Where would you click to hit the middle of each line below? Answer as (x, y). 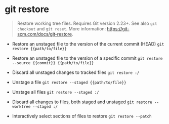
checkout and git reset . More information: (61, 28)
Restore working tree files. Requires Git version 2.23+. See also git (87, 23)
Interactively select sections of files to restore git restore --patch (82, 116)
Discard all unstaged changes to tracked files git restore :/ (76, 72)
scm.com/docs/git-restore (44, 34)
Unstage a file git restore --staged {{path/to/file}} (69, 82)
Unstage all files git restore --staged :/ (55, 92)
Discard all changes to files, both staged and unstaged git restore (82, 102)
